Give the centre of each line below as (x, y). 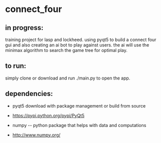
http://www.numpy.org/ (36, 135)
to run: (16, 66)
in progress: (24, 28)
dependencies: (29, 94)
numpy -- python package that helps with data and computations (79, 125)
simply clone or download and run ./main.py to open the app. (68, 78)
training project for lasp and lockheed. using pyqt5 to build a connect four (81, 39)
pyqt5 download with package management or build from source (79, 105)
